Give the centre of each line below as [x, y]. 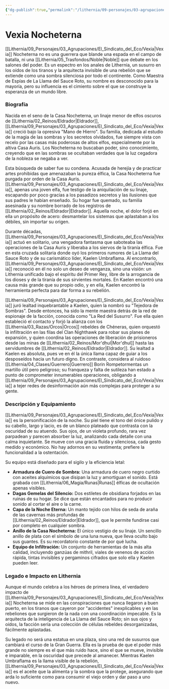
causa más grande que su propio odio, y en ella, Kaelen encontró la [75, 285]
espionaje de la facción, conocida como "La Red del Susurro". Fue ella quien [84, 316]
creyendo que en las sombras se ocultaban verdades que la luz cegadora [81, 153]
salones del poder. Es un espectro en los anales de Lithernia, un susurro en [83, 65]
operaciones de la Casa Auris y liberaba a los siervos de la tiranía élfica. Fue [84, 247]
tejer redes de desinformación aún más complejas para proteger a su [88, 385]
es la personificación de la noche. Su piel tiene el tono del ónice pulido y [88, 421]
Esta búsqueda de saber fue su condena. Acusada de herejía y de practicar [83, 168]
